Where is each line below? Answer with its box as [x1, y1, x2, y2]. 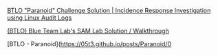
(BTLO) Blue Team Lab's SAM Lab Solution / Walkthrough [7, 27, 170, 35]
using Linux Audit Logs [7, 14, 72, 22]
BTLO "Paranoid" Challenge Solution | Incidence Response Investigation [7, 7, 211, 14]
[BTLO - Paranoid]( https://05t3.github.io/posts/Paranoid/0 [7, 40, 172, 48]
